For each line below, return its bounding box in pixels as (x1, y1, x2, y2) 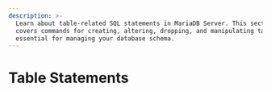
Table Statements (8, 69, 129, 87)
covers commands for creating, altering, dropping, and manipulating (15, 27, 254, 35)
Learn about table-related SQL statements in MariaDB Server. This (15, 19, 248, 27)
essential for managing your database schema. (15, 34, 175, 43)
